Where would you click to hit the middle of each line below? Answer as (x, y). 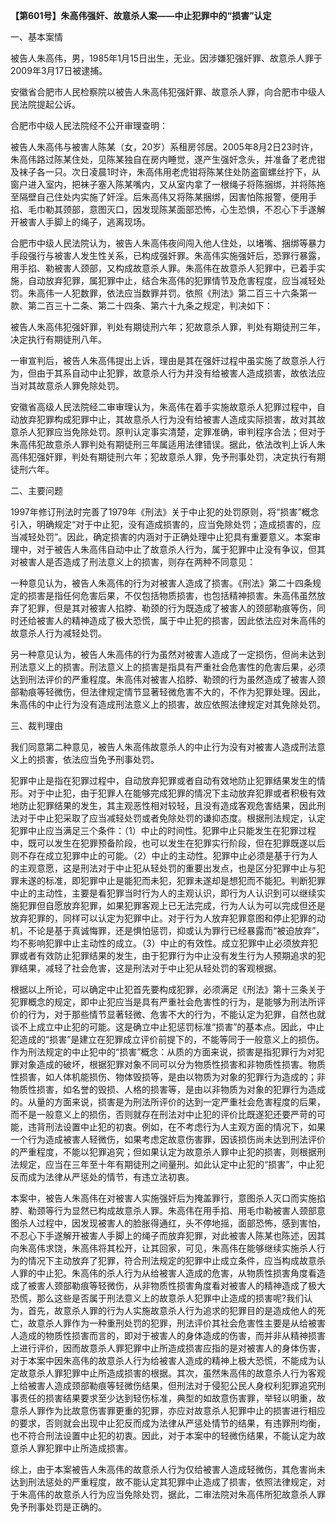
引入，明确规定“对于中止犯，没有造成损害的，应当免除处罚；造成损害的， (161, 524)
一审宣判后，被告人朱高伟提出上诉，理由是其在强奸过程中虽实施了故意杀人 (163, 360)
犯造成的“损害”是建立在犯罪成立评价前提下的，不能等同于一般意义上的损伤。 (167, 1039)
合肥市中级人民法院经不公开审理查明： (89, 125)
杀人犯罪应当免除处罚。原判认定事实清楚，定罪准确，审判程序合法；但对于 (172, 432)
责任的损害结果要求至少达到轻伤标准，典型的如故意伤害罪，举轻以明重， (167, 1398)
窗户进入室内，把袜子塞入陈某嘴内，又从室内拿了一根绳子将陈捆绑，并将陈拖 (168, 184)
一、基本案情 (36, 37)
